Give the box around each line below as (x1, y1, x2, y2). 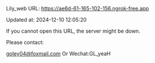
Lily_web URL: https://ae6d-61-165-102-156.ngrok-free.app (6, 5, 149, 12)
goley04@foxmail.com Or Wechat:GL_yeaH (6, 50, 111, 57)
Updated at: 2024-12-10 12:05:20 (6, 16, 87, 23)
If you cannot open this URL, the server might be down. (6, 27, 140, 34)
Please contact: (6, 39, 44, 45)
